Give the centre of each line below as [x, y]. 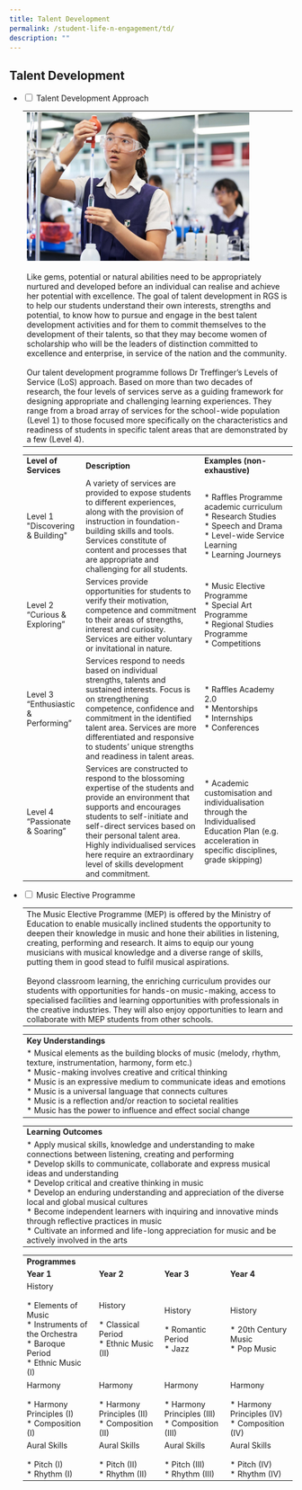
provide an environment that [138, 798]
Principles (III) [190, 1414]
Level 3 [40, 694]
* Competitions [233, 644]
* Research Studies [240, 516]
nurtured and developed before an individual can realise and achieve [153, 287]
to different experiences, [131, 502]
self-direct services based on [140, 826]
